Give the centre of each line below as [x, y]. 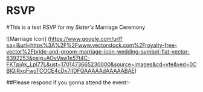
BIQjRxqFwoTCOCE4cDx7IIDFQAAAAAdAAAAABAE [70, 70]
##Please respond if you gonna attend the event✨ [69, 82]
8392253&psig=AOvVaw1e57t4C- [48, 58]
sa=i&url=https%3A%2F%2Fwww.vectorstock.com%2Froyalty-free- [92, 45]
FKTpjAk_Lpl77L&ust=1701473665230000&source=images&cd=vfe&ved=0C [101, 64]
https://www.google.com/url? [86, 38]
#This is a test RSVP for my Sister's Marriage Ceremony [76, 27]
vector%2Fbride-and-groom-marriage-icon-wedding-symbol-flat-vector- [98, 51]
